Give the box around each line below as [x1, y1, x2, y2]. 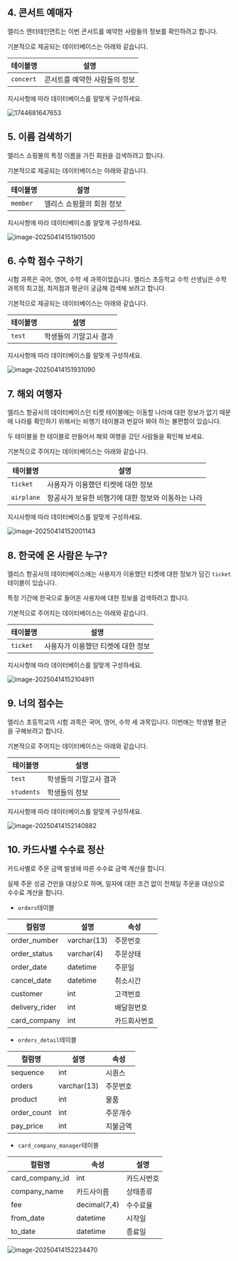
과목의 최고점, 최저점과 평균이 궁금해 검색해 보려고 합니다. [7, 284, 167, 293]
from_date [11, 1213, 45, 1223]
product [11, 1094, 38, 1104]
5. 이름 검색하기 [7, 131, 72, 143]
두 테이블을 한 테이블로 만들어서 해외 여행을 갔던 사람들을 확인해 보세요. [7, 432, 205, 441]
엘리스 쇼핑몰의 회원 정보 [43, 199, 122, 209]
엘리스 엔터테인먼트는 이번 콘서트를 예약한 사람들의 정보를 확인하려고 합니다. [7, 27, 218, 36]
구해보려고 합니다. [14, 726, 65, 735]
